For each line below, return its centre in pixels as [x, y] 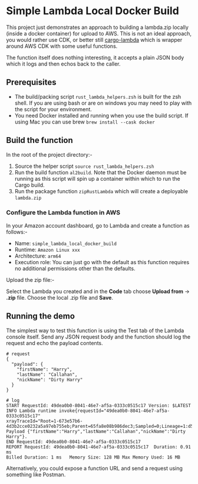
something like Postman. [36, 475]
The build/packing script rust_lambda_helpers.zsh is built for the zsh [98, 96]
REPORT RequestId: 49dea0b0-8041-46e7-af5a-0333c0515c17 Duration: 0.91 [99, 447]
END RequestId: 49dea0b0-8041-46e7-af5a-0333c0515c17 [74, 441]
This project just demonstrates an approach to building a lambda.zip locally [97, 27]
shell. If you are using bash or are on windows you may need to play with [103, 103]
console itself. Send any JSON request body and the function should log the [98, 337]
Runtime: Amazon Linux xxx [47, 249]
